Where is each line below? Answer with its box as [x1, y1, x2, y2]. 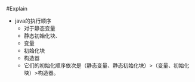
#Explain [6, 5, 28, 12]
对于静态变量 [23, 25, 55, 31]
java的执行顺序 [14, 17, 52, 24]
